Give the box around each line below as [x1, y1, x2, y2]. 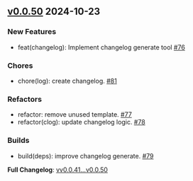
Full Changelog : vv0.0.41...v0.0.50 [7, 165, 109, 174]
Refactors [7, 94, 43, 104]
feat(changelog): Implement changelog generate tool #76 [17, 42, 186, 52]
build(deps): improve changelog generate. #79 [17, 151, 154, 160]
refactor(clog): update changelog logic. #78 [17, 118, 145, 127]
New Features [7, 27, 57, 37]
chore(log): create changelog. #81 [17, 76, 117, 85]
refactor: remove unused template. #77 [17, 110, 133, 119]
